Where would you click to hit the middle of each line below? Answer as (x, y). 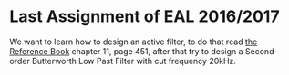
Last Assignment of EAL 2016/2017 (144, 17)
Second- (261, 51)
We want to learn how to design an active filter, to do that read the (134, 42)
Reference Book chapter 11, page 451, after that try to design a (126, 51)
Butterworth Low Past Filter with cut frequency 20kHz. (134, 61)
